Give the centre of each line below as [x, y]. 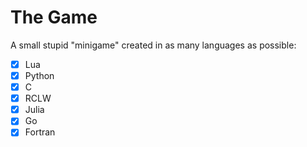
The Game [54, 17]
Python [39, 75]
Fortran [40, 132]
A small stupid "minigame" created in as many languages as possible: [153, 45]
